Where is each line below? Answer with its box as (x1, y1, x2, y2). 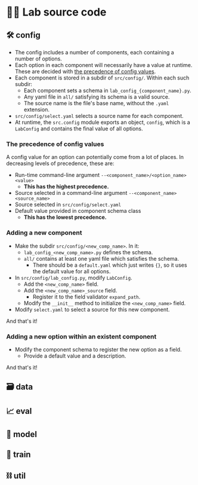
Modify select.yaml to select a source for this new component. (14, 306, 170, 313)
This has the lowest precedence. (23, 213, 107, 221)
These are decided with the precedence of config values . (14, 68, 156, 75)
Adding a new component (6, 228, 82, 237)
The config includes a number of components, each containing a (14, 49, 174, 56)
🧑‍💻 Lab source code (6, 5, 107, 19)
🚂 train (6, 450, 31, 460)
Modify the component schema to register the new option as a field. (14, 346, 182, 353)
